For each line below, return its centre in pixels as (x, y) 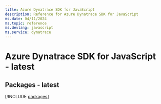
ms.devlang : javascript (29, 28)
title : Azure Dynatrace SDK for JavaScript (50, 10)
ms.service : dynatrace (28, 32)
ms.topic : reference (26, 23)
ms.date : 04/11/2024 (26, 19)
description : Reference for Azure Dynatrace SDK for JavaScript (72, 14)
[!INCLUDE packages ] (27, 96)
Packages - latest (32, 85)
